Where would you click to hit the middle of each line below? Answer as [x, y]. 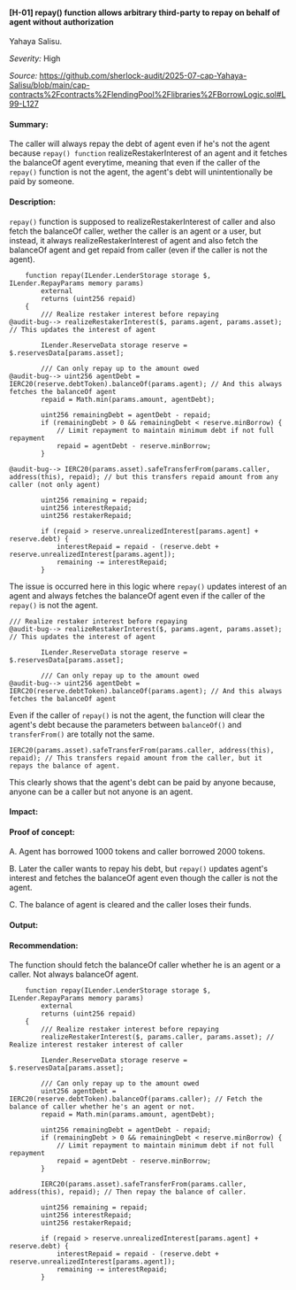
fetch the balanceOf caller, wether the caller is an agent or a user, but [135, 231]
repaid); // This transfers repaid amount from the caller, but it [136, 758]
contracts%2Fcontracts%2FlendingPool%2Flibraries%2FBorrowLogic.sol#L [148, 95]
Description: [32, 202]
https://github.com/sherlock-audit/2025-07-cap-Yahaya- [143, 76]
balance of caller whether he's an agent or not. [102, 1107]
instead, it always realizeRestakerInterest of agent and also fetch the [134, 240]
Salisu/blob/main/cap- [49, 85]
